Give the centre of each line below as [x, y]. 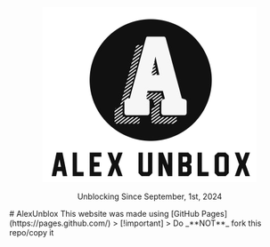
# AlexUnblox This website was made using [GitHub [105, 214]
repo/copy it [32, 232]
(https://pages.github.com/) [60, 223]
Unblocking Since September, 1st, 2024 [150, 196]
